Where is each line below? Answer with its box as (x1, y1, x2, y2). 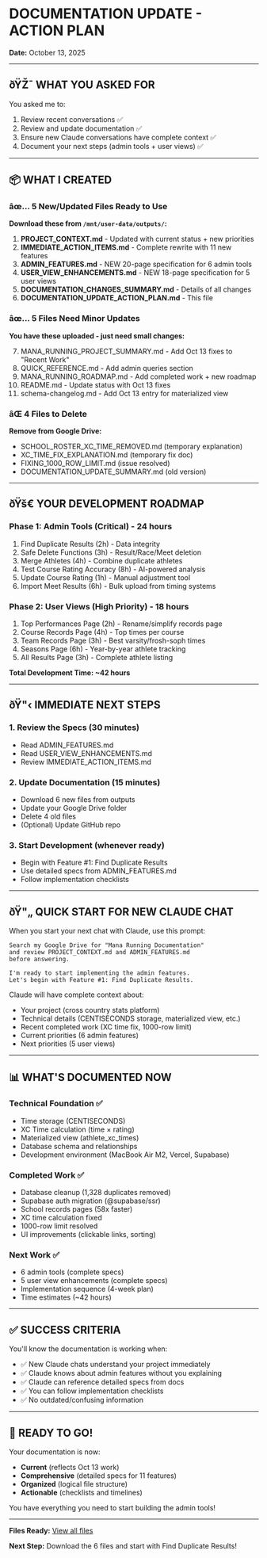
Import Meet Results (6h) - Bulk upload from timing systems (20, 581, 216, 590)
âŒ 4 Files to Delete (9, 408, 88, 419)
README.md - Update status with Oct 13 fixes (20, 380, 171, 389)
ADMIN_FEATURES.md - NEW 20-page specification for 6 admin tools (20, 259, 253, 269)
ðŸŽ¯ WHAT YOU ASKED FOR (9, 78, 155, 92)
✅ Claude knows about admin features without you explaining (20, 1369, 223, 1378)
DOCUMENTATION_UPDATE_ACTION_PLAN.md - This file (20, 293, 213, 303)
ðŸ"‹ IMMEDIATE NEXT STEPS (9, 698, 161, 712)
